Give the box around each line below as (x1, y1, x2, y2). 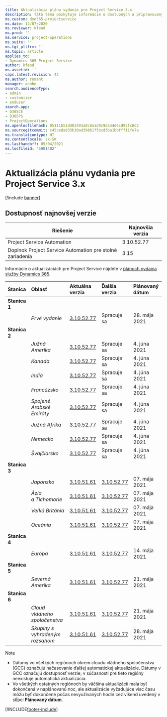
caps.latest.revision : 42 (5, 72, 59, 77)
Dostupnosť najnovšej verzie (5, 209, 97, 218)
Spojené (31, 397, 51, 404)
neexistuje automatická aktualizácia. (12, 675, 87, 681)
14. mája (133, 547, 154, 554)
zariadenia (7, 252, 32, 259)
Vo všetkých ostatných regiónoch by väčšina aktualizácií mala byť (12, 681, 148, 687)
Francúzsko (31, 386, 59, 393)
